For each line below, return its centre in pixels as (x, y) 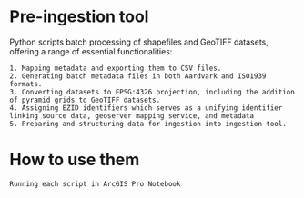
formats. (26, 84)
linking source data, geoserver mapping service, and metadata (132, 115)
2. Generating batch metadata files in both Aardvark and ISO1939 (138, 76)
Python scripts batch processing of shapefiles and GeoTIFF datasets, (139, 42)
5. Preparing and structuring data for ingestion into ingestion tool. (148, 124)
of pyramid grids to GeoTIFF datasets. (85, 100)
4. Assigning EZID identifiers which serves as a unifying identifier (146, 108)
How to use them (75, 160)
